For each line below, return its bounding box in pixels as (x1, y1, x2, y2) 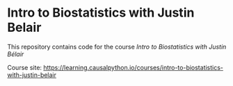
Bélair (7, 50, 24, 58)
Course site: (7, 63, 42, 71)
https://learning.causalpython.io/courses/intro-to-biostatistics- (43, 63, 224, 71)
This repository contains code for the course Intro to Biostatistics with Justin (7, 42, 227, 51)
